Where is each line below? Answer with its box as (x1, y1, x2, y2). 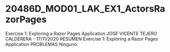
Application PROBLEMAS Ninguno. (5, 41, 78, 47)
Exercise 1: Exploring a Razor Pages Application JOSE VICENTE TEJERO (5, 30, 157, 36)
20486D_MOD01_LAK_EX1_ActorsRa (5, 3, 165, 15)
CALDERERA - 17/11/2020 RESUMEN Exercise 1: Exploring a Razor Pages (5, 36, 158, 42)
